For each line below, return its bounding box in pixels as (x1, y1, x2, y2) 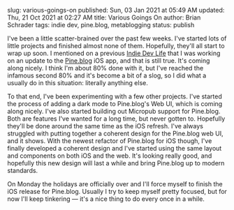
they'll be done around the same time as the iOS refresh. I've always (7, 122, 204, 130)
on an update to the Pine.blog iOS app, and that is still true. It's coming (7, 57, 210, 65)
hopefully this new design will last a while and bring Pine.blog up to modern (7, 159, 225, 167)
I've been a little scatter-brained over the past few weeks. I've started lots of (7, 34, 227, 43)
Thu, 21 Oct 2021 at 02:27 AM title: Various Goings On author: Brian (7, 13, 201, 22)
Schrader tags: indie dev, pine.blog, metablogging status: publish (7, 21, 195, 29)
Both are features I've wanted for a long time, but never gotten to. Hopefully (7, 114, 226, 123)
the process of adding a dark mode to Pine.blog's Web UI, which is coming (7, 100, 223, 107)
